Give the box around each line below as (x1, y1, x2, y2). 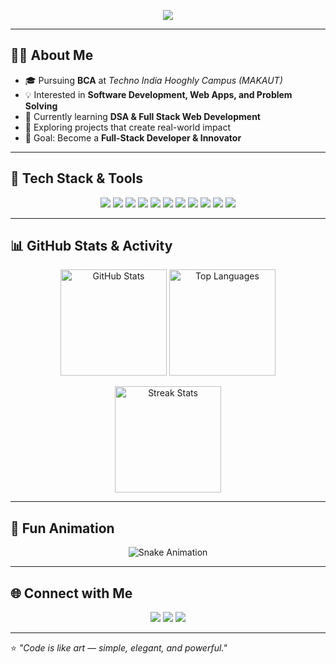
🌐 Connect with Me (10, 585, 133, 602)
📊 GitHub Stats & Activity (10, 238, 173, 255)
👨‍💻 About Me (10, 47, 94, 64)
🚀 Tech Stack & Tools (10, 170, 143, 187)
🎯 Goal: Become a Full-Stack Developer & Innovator (24, 131, 242, 144)
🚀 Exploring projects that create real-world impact (24, 121, 232, 133)
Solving (24, 100, 58, 112)
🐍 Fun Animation (10, 520, 115, 537)
